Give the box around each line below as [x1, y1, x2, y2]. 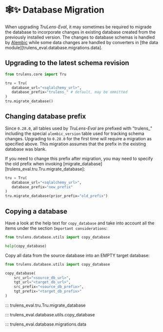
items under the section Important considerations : [5, 225, 108, 231]
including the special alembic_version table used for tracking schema [5, 131, 144, 136]
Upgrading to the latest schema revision [5, 59, 129, 67]
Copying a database [5, 207, 67, 216]
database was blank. [5, 146, 47, 152]
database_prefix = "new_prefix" [11, 184, 73, 189]
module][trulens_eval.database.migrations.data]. [5, 44, 102, 50]
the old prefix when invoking [5, 160, 62, 167]
